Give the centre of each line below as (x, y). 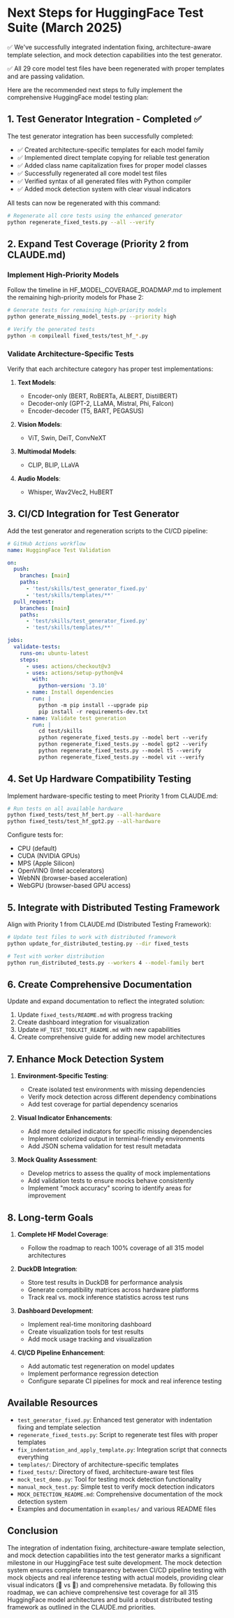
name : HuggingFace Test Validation (59, 550)
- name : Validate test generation (76, 718)
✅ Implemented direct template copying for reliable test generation (113, 157)
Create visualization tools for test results (86, 1332)
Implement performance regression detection (93, 1373)
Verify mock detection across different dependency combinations (122, 1097)
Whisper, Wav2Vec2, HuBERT (71, 492)
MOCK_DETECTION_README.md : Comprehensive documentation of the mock (120, 1494)
